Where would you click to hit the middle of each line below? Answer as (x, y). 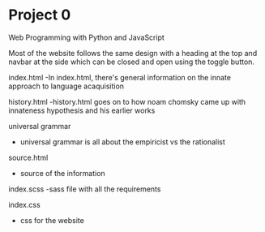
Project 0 (40, 15)
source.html (28, 157)
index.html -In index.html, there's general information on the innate (120, 77)
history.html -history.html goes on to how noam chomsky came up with (127, 101)
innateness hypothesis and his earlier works (82, 110)
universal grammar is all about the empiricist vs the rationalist (122, 142)
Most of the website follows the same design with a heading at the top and (133, 53)
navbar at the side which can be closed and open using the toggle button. (132, 62)
